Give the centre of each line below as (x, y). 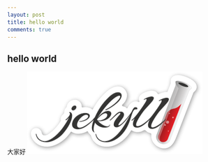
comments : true (29, 29)
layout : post (26, 15)
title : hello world (36, 22)
